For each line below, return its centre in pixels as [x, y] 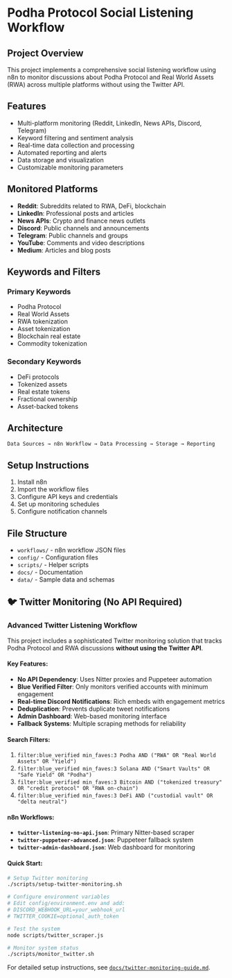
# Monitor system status [43, 948]
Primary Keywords [39, 292]
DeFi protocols [38, 377]
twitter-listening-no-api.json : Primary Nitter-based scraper [106, 833]
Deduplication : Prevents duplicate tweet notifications [93, 709]
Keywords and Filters [54, 272]
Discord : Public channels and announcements [83, 228]
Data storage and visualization [60, 160]
